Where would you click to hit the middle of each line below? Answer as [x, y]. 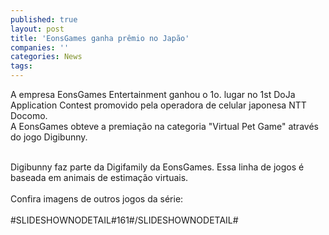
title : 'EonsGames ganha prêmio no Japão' [100, 38]
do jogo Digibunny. [49, 137]
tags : [21, 66]
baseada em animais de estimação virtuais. [99, 177]
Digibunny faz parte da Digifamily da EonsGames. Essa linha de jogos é [157, 167]
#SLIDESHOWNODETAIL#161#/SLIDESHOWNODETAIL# [124, 220]
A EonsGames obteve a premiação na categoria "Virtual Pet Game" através [164, 126]
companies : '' [40, 47]
